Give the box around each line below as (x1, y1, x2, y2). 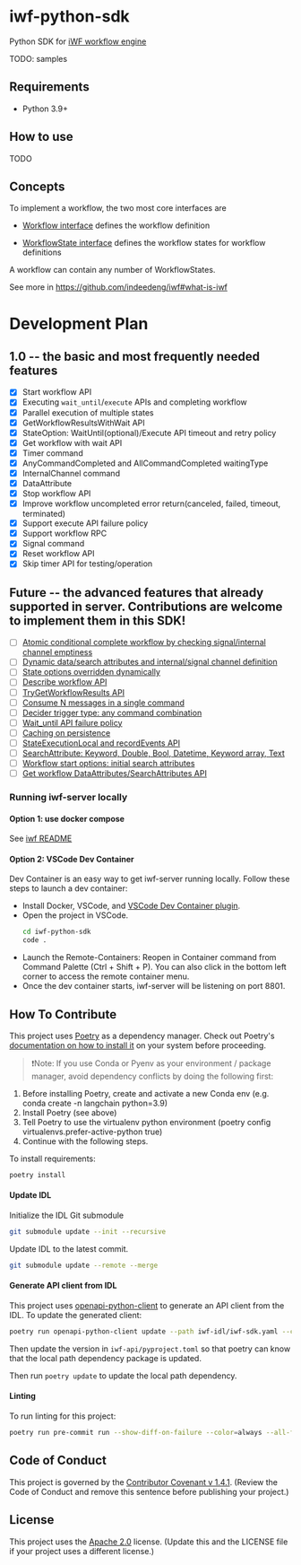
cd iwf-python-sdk (21, 927, 91, 937)
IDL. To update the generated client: (9, 1309, 142, 1320)
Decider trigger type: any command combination (21, 707, 202, 718)
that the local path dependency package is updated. (9, 1352, 202, 1363)
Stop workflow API (21, 488, 91, 499)
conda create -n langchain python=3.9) (21, 1097, 168, 1108)
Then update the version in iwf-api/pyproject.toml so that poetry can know (9, 1343, 291, 1354)
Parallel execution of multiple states (21, 407, 154, 418)
